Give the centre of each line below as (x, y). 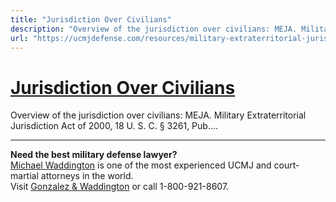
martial (24, 176)
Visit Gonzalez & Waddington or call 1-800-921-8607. (120, 187)
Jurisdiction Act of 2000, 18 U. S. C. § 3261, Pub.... (114, 126)
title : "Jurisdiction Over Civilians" (91, 19)
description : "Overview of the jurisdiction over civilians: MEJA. (154, 29)
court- (286, 165)
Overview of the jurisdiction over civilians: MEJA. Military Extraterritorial (158, 115)
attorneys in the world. (87, 176)
